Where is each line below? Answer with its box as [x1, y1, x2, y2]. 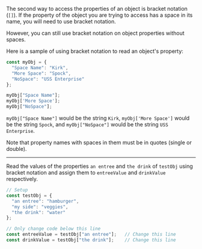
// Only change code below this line [6, 226, 101, 232]
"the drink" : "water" [11, 209, 66, 215]
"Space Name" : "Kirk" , [11, 64, 69, 71]
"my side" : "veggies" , [11, 204, 69, 210]
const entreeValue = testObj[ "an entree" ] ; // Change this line [6, 232, 176, 238]
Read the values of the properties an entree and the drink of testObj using [6, 162, 194, 170]
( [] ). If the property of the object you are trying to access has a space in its [6, 11, 193, 19]
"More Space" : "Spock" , [11, 70, 71, 76]
